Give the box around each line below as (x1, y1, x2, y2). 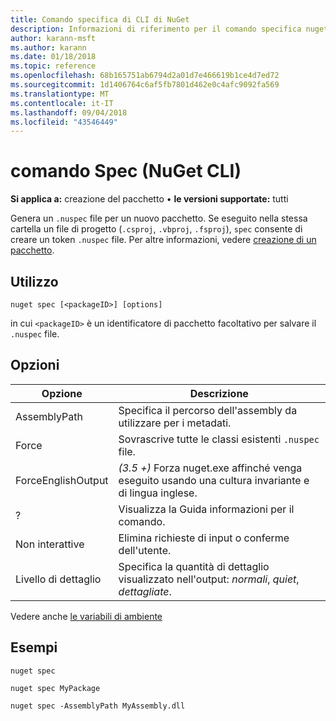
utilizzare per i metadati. (118, 416, 232, 430)
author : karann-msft (10, 33, 97, 43)
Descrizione (189, 386, 249, 400)
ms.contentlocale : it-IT (10, 98, 114, 108)
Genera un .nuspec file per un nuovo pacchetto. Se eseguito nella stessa (10, 212, 308, 225)
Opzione (41, 386, 83, 400)
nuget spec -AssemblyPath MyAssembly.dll (10, 701, 186, 711)
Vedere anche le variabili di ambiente (10, 610, 163, 622)
